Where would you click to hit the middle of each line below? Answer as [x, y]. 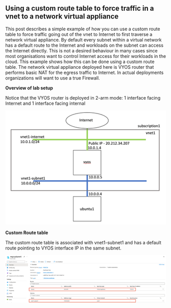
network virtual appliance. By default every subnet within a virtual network [83, 40]
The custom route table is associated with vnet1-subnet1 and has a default [83, 243]
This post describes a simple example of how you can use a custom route [83, 29]
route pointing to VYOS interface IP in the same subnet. [63, 248]
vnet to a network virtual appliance [62, 17]
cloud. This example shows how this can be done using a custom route [80, 62]
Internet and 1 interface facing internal [45, 103]
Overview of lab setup [29, 88]
